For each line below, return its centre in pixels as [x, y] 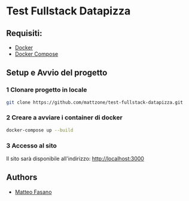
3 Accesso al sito [31, 145]
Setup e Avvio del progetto [57, 73]
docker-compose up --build [40, 130]
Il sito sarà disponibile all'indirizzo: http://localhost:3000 [75, 159]
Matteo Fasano [33, 192]
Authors [22, 177]
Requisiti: [24, 33]
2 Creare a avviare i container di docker [64, 118]
